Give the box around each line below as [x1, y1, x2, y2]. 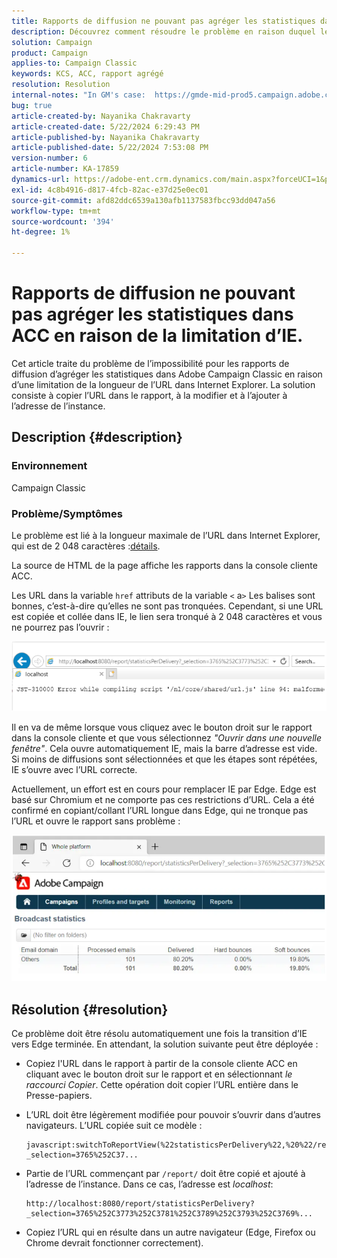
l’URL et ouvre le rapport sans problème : [11, 815, 181, 827]
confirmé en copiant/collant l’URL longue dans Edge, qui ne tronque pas [11, 804, 309, 816]
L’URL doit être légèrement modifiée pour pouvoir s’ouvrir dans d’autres [25, 1109, 321, 1121]
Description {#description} [11, 429, 183, 446]
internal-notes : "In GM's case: [11, 90, 146, 100]
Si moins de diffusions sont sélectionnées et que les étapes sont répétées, [11, 753, 318, 765]
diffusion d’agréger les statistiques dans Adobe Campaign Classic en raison [11, 368, 323, 380]
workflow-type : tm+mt [11, 206, 102, 216]
